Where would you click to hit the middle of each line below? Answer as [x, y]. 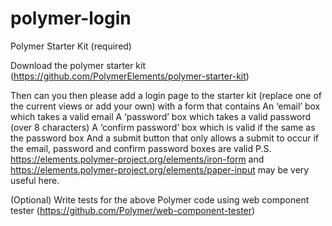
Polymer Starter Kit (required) [71, 46]
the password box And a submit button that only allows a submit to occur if [164, 138]
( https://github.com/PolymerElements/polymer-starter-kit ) [130, 76]
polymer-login [71, 18]
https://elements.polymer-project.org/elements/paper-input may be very [160, 169]
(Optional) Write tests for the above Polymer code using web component [160, 199]
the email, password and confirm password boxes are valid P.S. [141, 148]
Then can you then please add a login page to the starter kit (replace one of [166, 95]
